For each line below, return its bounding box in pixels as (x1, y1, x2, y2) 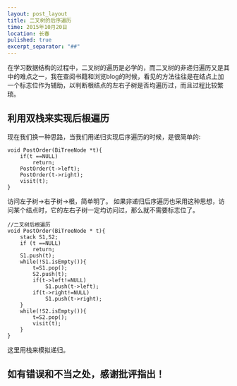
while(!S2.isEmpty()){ (20, 308, 87, 315)
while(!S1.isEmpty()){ (20, 258, 87, 265)
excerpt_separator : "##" (7, 43, 80, 50)
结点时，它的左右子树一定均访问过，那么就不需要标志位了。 (25, 205, 199, 214)
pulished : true (7, 37, 52, 44)
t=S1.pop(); (32, 264, 68, 272)
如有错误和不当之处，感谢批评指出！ (7, 368, 165, 380)
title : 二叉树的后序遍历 (7, 17, 72, 24)
